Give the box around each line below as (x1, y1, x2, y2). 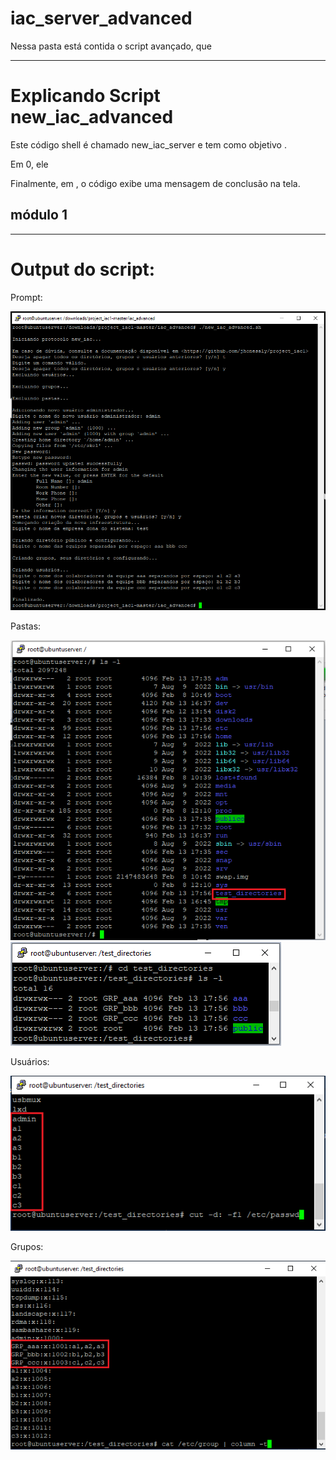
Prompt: (10, 291, 43, 303)
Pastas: (10, 620, 42, 632)
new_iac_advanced (10, 106, 174, 129)
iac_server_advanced (10, 7, 193, 30)
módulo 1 (10, 207, 68, 224)
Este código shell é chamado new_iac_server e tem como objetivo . (10, 138, 287, 151)
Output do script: (10, 258, 156, 281)
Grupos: (10, 1240, 44, 1252)
